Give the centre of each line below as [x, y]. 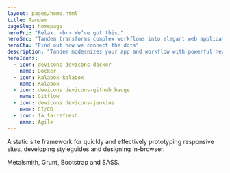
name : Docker [38, 71]
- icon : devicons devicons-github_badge [72, 90]
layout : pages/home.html [42, 13]
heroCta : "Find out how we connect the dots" [73, 45]
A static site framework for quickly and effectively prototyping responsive [111, 141]
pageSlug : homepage [35, 26]
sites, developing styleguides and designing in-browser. [86, 149]
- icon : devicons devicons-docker [62, 65]
